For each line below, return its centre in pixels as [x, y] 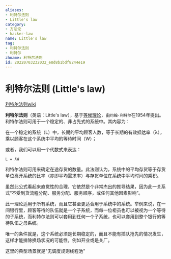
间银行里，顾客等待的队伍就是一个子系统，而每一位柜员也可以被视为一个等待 [85, 210]
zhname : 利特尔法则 [24, 57]
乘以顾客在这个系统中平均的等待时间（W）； [51, 139]
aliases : [15, 10]
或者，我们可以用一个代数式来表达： [43, 150]
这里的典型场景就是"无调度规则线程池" [45, 251]
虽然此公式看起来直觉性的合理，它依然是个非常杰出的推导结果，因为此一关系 [85, 186]
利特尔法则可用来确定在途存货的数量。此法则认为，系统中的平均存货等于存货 [85, 170]
